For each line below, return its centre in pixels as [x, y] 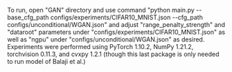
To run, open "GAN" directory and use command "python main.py [101, 10]
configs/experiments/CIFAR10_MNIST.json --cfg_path [127, 17]
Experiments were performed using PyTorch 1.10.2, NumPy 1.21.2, [100, 47]
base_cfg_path [28, 17]
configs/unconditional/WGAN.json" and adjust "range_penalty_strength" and [116, 25]
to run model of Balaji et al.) [46, 61]
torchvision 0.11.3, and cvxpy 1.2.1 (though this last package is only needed [113, 54]
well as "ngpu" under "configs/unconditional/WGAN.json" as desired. [106, 39]
